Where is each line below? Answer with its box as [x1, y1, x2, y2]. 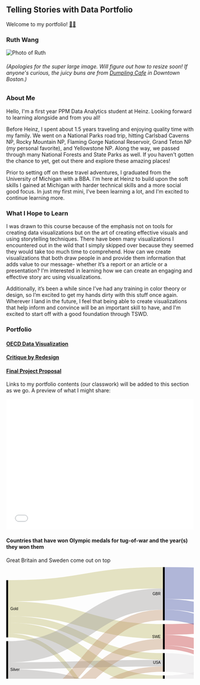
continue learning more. [6, 194, 65, 201]
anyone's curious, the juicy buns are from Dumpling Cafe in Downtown [6, 69, 180, 76]
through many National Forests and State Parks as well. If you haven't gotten [6, 150, 194, 158]
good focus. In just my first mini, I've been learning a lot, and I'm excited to [6, 188, 189, 195]
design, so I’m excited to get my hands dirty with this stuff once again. [6, 291, 179, 298]
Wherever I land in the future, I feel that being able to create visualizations [6, 297, 187, 305]
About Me [6, 94, 36, 102]
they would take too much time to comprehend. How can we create [6, 248, 171, 255]
